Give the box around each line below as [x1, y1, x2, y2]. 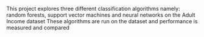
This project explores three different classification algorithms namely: [6, 5, 181, 12]
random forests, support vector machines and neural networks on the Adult [6, 11, 196, 18]
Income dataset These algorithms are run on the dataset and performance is [6, 18, 198, 24]
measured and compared [6, 24, 70, 31]
